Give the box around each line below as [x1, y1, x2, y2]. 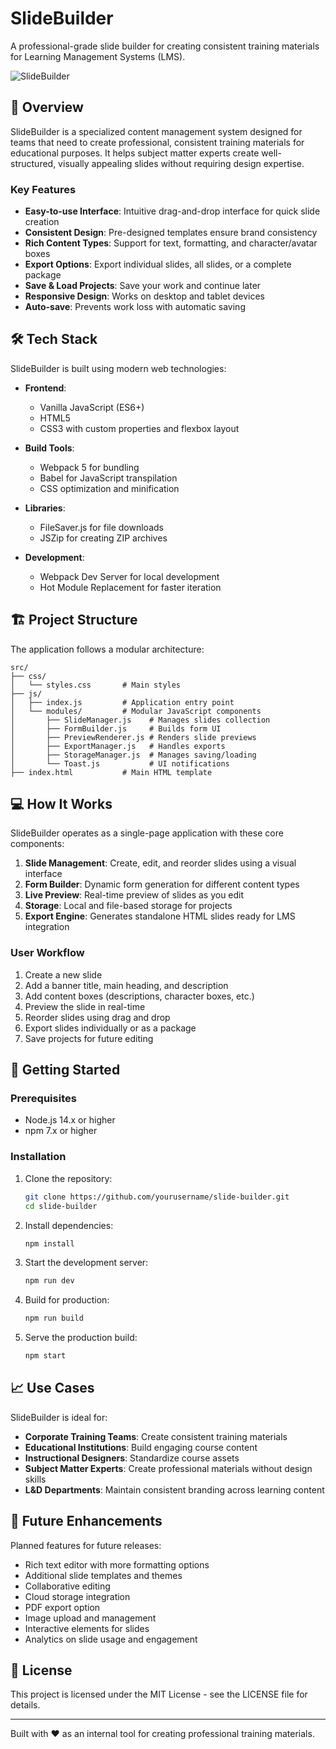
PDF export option [24, 1601, 101, 1613]
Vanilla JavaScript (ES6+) [39, 401, 145, 413]
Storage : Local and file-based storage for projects [24, 900, 233, 912]
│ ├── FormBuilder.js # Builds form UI [10, 723, 222, 734]
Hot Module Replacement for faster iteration [39, 581, 222, 593]
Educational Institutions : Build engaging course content [24, 1441, 258, 1453]
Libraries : [24, 502, 66, 514]
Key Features [10, 182, 77, 196]
